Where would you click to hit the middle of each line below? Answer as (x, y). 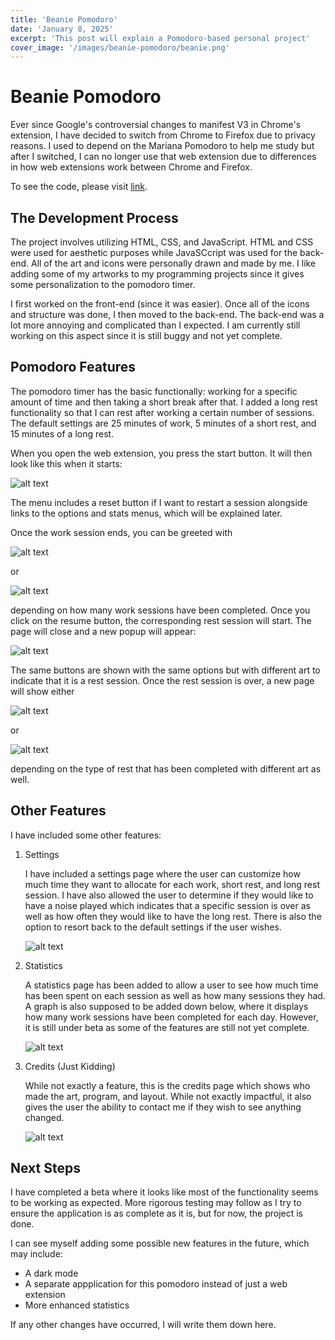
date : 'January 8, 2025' (62, 29)
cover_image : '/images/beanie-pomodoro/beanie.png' (120, 47)
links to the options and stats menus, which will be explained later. (146, 513)
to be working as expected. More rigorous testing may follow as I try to (156, 1203)
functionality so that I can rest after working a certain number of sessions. (162, 412)
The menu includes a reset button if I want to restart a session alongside (159, 502)
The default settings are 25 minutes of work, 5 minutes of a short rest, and (163, 423)
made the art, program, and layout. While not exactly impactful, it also (168, 1096)
